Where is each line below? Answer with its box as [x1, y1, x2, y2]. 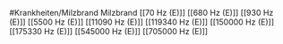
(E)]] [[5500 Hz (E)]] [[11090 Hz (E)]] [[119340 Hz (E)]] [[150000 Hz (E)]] [9, 17, 275, 27]
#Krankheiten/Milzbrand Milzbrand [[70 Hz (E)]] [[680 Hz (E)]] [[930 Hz [9, 8, 274, 18]
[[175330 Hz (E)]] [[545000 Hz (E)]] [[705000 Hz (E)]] [9, 26, 209, 36]
